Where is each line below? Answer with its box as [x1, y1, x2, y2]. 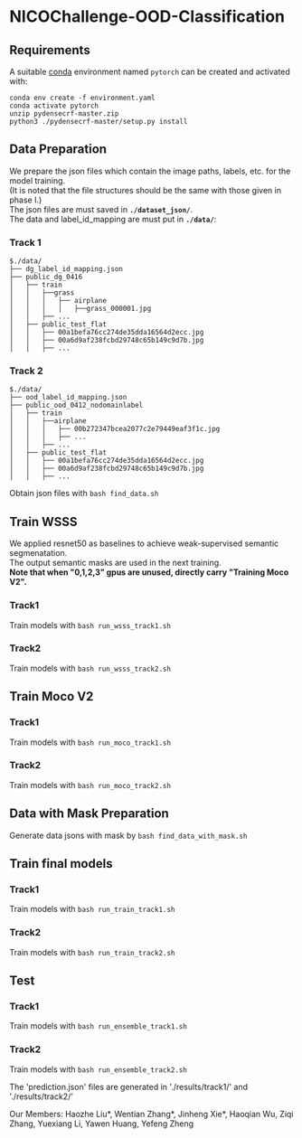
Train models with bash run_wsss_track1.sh [9, 619, 172, 630]
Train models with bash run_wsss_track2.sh [9, 663, 172, 673]
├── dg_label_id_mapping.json [9, 265, 124, 274]
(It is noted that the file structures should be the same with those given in [9, 184, 282, 195]
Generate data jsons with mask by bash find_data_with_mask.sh [9, 830, 248, 841]
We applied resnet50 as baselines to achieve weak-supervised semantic [9, 538, 279, 549]
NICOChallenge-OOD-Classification [9, 6, 286, 27]
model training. [9, 174, 66, 186]
